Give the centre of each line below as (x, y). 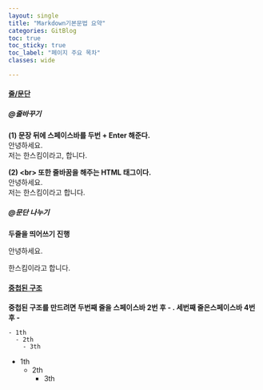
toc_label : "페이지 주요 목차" (54, 53)
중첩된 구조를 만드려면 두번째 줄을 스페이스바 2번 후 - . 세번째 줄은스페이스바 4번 (132, 307)
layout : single (34, 16)
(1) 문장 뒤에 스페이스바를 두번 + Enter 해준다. (79, 135)
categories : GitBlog (43, 30)
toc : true (25, 38)
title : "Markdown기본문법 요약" (57, 23)
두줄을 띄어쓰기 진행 (39, 234)
